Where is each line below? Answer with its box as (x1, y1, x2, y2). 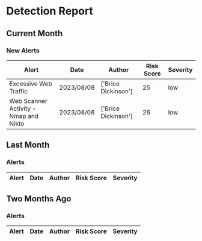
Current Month (6, 28, 63, 39)
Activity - (9, 104, 37, 113)
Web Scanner (9, 96, 48, 105)
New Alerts (6, 46, 40, 55)
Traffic (9, 87, 28, 95)
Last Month (6, 140, 50, 150)
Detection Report (6, 4, 93, 18)
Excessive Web (9, 80, 52, 88)
